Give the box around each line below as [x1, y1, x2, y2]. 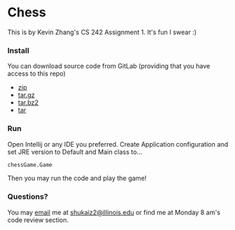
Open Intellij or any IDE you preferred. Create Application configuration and [7, 140, 229, 148]
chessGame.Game [7, 161, 53, 168]
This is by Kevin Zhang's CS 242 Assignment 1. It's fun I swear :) [7, 28, 197, 36]
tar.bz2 [17, 98, 39, 107]
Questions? [7, 192, 49, 202]
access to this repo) [7, 69, 66, 78]
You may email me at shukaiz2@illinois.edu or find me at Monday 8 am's [7, 208, 221, 216]
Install [7, 46, 30, 56]
